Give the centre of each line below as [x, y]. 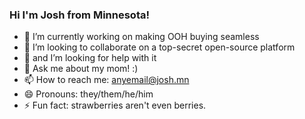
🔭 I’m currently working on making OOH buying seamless [141, 37]
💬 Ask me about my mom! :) [81, 69]
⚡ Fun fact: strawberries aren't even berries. [115, 105]
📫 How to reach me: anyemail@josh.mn [106, 80]
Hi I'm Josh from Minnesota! [79, 15]
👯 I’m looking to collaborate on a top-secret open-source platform [159, 47]
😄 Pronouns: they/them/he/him [88, 94]
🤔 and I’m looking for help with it [90, 58]
